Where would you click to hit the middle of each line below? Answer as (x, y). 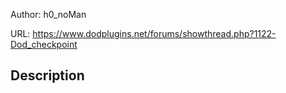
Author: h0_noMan (48, 14)
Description (47, 75)
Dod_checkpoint (44, 44)
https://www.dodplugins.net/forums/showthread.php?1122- (154, 33)
